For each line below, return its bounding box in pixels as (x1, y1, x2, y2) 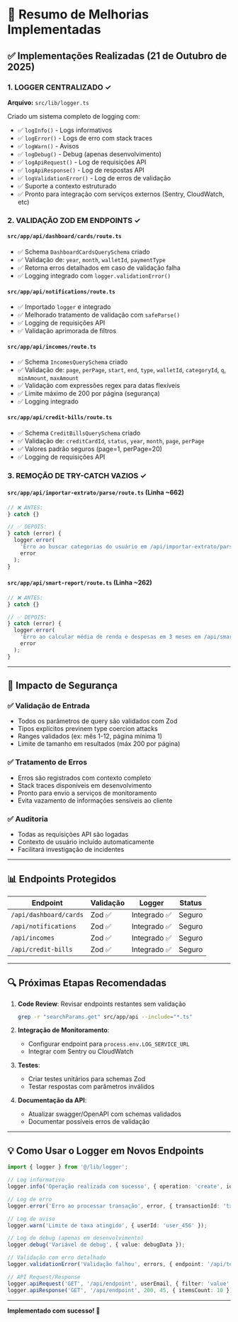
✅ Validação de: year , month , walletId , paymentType (17, 256, 166, 264)
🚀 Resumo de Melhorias (7, 6, 149, 23)
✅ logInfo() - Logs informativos (17, 126, 113, 134)
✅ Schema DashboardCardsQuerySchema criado (17, 248, 150, 256)
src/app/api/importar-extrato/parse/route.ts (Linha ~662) (7, 488, 184, 497)
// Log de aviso (7, 1215, 55, 1223)
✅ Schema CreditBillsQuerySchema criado (17, 428, 141, 437)
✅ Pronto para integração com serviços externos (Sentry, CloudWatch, (17, 190, 225, 198)
